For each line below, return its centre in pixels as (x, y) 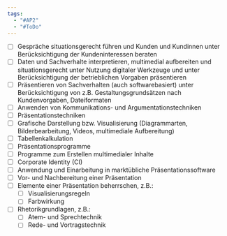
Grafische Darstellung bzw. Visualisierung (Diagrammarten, (102, 123)
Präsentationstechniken (51, 115)
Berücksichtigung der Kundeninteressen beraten (87, 54)
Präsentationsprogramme (54, 146)
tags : (15, 14)
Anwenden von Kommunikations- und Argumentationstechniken (109, 107)
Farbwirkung (46, 201)
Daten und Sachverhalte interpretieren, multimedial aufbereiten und (114, 62)
